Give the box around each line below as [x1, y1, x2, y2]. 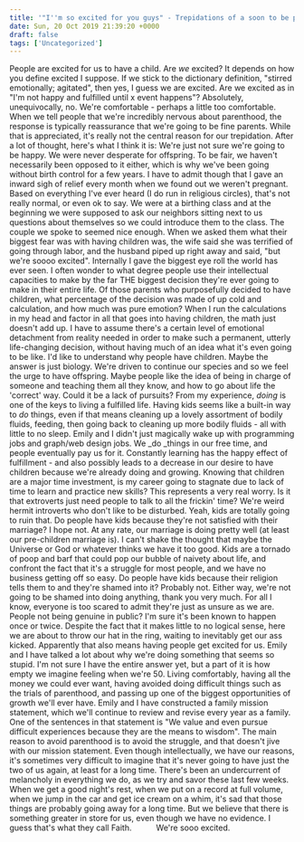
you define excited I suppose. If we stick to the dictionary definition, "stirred [9, 73, 292, 84]
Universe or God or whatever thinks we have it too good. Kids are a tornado [9, 544, 291, 554]
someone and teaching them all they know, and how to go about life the [9, 381, 276, 392]
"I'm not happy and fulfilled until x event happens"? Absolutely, [9, 92, 244, 103]
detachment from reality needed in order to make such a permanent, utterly [9, 332, 291, 344]
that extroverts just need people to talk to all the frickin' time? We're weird [9, 496, 285, 506]
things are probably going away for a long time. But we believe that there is [9, 803, 290, 814]
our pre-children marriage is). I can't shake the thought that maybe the [9, 535, 273, 545]
